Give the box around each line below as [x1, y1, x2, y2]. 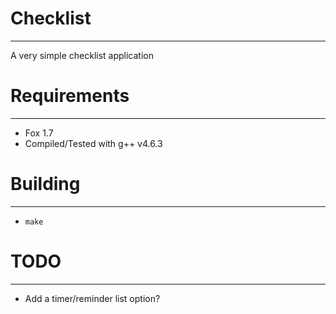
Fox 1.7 [24, 127, 54, 139]
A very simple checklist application [10, 49, 154, 61]
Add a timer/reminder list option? [24, 292, 161, 304]
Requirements [10, 85, 130, 107]
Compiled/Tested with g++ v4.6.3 [24, 137, 163, 149]
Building [10, 173, 81, 196]
